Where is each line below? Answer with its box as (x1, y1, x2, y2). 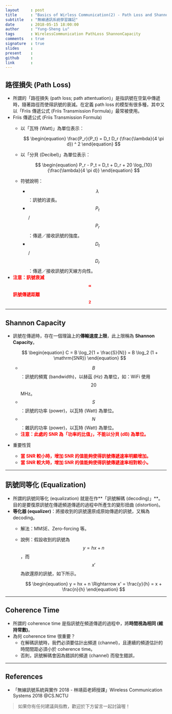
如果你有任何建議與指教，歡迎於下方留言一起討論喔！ (17, 703, 131, 709)
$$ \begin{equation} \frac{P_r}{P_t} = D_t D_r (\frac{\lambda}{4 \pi (23, 136, 164, 142)
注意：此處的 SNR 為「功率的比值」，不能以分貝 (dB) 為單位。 (20, 431, 149, 437)
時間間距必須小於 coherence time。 (20, 646, 96, 652)
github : (5, 55, 33, 61)
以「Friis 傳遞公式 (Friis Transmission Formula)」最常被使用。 (12, 108, 142, 114)
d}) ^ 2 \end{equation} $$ (66, 141, 121, 147)
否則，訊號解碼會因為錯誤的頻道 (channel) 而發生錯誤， (20, 652, 137, 658)
